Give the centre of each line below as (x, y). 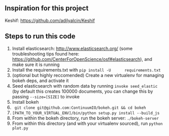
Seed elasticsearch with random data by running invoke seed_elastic (85, 86)
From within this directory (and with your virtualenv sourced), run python (87, 123)
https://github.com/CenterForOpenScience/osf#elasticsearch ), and (82, 59)
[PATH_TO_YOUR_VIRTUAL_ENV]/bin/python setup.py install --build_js (86, 113)
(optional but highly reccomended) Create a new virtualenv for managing (88, 75)
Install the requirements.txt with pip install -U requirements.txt (86, 70)
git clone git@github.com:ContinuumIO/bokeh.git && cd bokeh (80, 108)
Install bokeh (25, 102)
